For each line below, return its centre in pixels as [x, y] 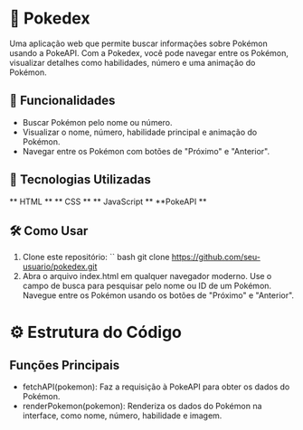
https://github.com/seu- [216, 257]
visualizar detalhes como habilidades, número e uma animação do [133, 62]
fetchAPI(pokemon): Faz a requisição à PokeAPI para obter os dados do [156, 387]
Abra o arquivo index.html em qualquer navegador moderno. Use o [147, 276]
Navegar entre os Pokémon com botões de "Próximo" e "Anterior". [146, 151]
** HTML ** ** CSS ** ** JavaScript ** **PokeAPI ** [108, 201]
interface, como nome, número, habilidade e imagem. [122, 416]
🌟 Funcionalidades [62, 101]
